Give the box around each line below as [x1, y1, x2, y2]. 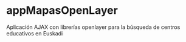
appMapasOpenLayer [6, 4, 119, 17]
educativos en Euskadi [6, 29, 63, 37]
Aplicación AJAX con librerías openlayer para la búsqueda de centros [6, 23, 181, 31]
